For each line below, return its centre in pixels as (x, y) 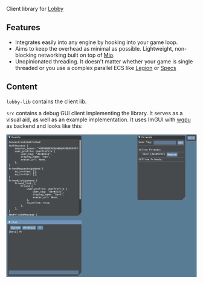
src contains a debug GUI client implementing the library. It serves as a (95, 113)
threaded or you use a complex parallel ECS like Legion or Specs (95, 68)
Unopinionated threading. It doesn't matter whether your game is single (104, 61)
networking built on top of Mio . (76, 55)
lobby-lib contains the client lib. (47, 101)
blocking (26, 55)
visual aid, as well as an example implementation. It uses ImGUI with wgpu (99, 119)
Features (23, 27)
